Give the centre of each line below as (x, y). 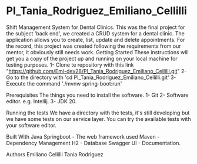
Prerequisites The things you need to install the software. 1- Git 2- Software (97, 95)
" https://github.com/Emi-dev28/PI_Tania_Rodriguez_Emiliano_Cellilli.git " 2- (96, 71)
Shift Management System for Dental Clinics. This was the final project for (96, 27)
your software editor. (31, 125)
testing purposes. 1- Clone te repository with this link (70, 65)
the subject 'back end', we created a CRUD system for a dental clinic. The (96, 33)
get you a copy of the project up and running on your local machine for (92, 58)
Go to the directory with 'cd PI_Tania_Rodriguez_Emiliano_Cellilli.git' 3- (91, 77)
